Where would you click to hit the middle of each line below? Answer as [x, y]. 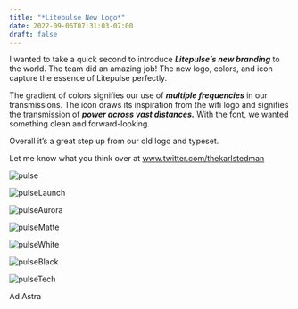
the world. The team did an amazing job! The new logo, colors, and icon [141, 69]
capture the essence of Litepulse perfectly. [88, 78]
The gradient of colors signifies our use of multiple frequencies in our [138, 95]
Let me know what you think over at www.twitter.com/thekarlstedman [137, 159]
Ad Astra [25, 297]
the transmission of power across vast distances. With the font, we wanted [149, 114]
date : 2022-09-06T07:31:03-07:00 [71, 26]
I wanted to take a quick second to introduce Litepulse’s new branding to [145, 60]
